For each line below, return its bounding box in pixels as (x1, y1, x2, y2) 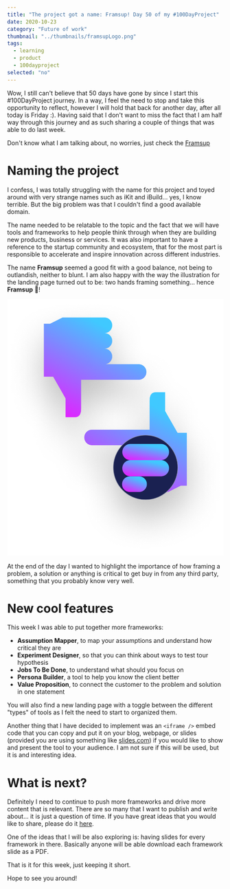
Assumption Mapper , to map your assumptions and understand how (16, 637, 212, 645)
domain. (7, 207, 30, 216)
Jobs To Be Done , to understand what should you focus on (16, 666, 184, 674)
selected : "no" (7, 69, 51, 76)
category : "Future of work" (7, 25, 88, 32)
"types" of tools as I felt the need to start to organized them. (7, 708, 177, 716)
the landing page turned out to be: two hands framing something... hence (7, 278, 215, 286)
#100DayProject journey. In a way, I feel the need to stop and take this (7, 96, 205, 105)
